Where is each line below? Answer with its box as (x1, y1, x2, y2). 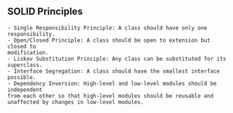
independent (7, 86, 42, 93)
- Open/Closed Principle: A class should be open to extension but (7, 37, 211, 44)
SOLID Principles (7, 6, 84, 18)
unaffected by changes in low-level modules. (7, 98, 144, 105)
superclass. (7, 61, 42, 69)
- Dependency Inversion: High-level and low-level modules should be (7, 80, 217, 87)
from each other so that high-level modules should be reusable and (7, 92, 214, 100)
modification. (7, 49, 50, 56)
